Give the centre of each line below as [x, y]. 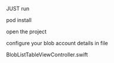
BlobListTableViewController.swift [47, 55]
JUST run [18, 9]
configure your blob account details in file [57, 43]
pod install [19, 20]
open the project [26, 31]
